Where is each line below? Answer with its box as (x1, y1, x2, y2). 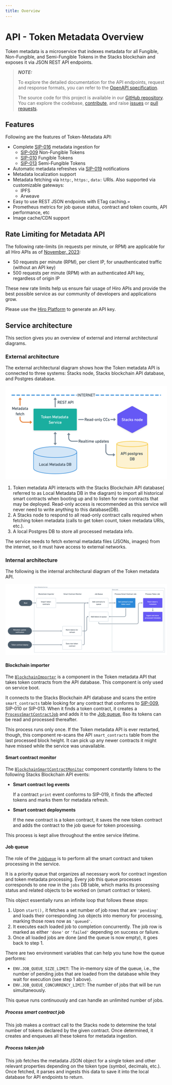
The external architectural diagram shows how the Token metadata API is (5, 365, 160, 371)
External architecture (5, 353, 60, 360)
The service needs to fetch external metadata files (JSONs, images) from (5, 538, 160, 544)
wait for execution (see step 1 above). (12, 976, 92, 983)
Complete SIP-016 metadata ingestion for (12, 144, 100, 150)
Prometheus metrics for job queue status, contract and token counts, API (12, 204, 167, 210)
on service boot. (5, 684, 40, 690)
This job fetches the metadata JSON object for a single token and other (5, 1058, 156, 1064)
